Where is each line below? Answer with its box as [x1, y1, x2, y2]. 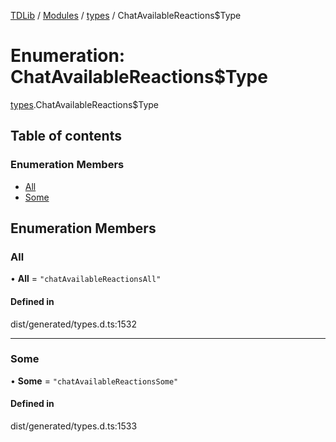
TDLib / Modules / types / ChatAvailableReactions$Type [10, 10, 242, 21]
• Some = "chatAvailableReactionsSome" [10, 375, 179, 387]
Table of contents [10, 128, 122, 145]
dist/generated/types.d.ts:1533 [10, 420, 138, 432]
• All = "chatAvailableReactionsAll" [10, 273, 162, 285]
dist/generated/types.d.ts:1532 [10, 318, 138, 330]
